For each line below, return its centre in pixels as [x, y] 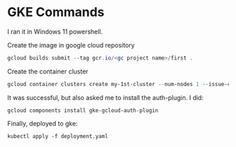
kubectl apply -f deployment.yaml [58, 136]
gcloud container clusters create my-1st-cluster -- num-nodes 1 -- [108, 84]
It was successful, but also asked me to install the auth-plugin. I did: [105, 97]
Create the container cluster [48, 71]
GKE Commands [56, 12]
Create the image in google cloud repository [71, 45]
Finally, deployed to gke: [42, 123]
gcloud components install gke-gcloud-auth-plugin [83, 110]
